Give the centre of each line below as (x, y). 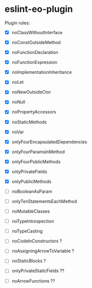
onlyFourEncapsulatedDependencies (49, 142)
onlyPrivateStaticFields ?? (38, 271)
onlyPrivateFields (29, 172)
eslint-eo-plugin (39, 9)
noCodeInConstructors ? (37, 241)
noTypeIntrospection (33, 221)
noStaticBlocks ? (29, 261)
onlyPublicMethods (31, 181)
